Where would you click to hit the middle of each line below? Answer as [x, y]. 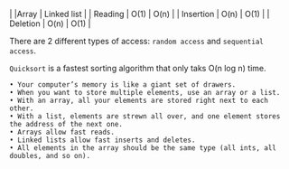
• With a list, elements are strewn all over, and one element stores [145, 117]
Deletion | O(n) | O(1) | [50, 23]
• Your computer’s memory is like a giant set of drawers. [123, 85]
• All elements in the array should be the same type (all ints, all [143, 148]
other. [22, 108]
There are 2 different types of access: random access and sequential [136, 41]
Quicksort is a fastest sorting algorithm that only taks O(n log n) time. [138, 68]
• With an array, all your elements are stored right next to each [139, 100]
